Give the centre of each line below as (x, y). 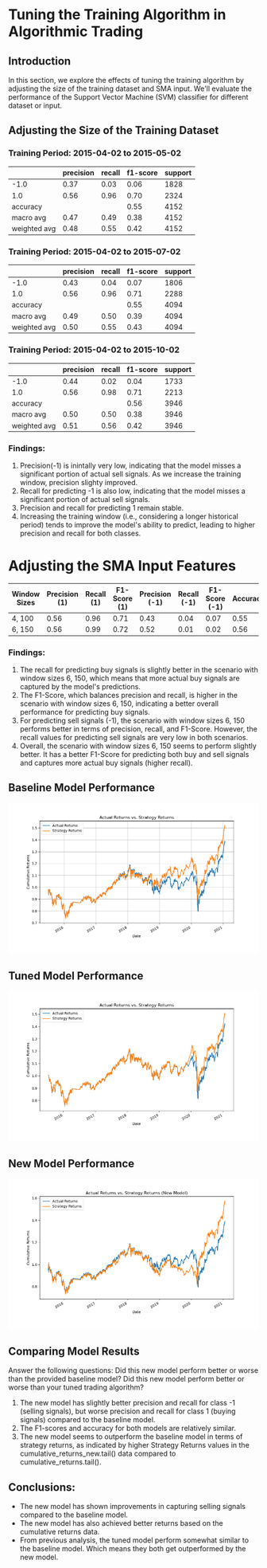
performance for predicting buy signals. (85, 712)
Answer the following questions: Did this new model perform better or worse (133, 1370)
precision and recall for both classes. (80, 533)
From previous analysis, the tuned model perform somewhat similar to (134, 1540)
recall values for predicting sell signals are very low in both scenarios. (134, 738)
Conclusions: (42, 1487)
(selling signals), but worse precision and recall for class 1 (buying (128, 1411)
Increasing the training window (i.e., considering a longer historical (129, 516)
